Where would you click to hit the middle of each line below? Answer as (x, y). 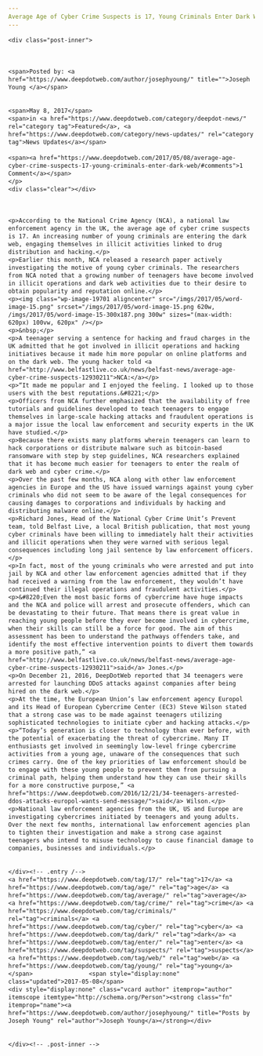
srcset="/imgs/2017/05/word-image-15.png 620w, (136, 307)
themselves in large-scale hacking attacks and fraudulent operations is (131, 417)
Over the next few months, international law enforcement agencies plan (129, 825)
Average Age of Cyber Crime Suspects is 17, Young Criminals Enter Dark (129, 16)
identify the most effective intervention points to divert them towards (131, 644)
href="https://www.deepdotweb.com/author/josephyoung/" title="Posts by (129, 1013)
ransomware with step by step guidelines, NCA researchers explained (124, 456)
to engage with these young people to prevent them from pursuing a (122, 770)
